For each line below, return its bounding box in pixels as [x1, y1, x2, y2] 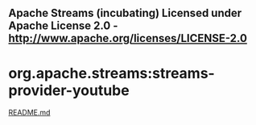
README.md [8, 108, 51, 118]
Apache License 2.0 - [8, 19, 118, 33]
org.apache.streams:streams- [8, 64, 215, 82]
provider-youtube [8, 81, 130, 99]
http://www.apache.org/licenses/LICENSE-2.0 [8, 31, 248, 45]
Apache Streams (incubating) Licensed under [8, 6, 242, 20]
